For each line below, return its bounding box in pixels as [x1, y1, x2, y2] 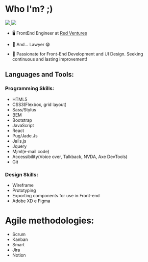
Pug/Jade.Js [12, 132, 38, 138]
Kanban [12, 236, 28, 242]
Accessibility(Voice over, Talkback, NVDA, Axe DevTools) [12, 154, 128, 159]
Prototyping [12, 187, 36, 193]
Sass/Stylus [12, 106, 37, 112]
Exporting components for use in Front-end [12, 192, 100, 198]
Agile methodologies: [5, 215, 95, 226]
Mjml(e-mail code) [12, 148, 49, 154]
